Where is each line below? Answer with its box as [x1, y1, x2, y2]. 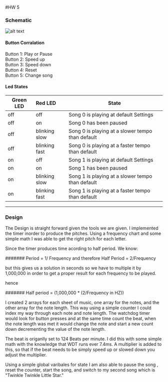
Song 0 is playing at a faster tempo [68, 142, 150, 149]
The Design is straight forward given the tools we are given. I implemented [5, 225, 158, 231]
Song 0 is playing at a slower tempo [68, 128, 152, 135]
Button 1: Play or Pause [5, 51, 52, 57]
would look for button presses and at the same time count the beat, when [5, 316, 156, 321]
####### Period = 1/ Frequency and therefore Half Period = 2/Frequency [5, 256, 156, 261]
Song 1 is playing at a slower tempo [68, 173, 152, 180]
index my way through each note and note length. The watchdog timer [5, 310, 150, 316]
